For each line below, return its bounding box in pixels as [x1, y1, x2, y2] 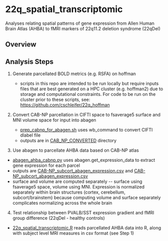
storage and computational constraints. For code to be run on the [20, 91, 156, 97]
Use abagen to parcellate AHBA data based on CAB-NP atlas [12, 147, 139, 153]
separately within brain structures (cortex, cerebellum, [12, 189, 126, 195]
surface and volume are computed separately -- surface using [12, 178, 143, 185]
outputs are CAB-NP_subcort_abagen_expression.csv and [12, 168, 133, 174]
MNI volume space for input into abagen [12, 117, 97, 123]
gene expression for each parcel [12, 162, 80, 168]
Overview [5, 40, 37, 49]
